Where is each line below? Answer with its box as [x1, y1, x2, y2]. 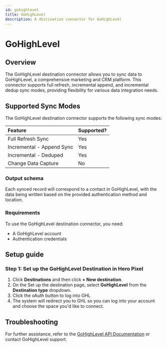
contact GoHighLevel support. [5, 336, 67, 342]
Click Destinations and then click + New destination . [12, 276, 122, 283]
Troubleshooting [5, 317, 58, 326]
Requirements [5, 209, 40, 216]
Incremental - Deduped [7, 152, 63, 159]
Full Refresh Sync [7, 136, 49, 143]
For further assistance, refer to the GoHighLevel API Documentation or [5, 331, 150, 337]
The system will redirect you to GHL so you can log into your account [12, 298, 155, 304]
